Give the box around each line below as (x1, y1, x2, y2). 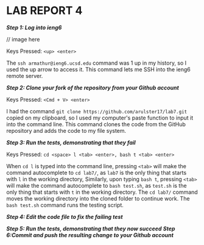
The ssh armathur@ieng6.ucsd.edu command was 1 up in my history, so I (6, 59, 187, 66)
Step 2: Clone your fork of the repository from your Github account (6, 83, 180, 91)
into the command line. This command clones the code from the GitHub (6, 120, 186, 128)
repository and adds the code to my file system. (6, 127, 127, 134)
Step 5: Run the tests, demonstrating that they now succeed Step (6, 225, 175, 232)
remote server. (6, 72, 43, 79)
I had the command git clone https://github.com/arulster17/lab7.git (6, 107, 188, 115)
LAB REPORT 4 (6, 4, 83, 18)
